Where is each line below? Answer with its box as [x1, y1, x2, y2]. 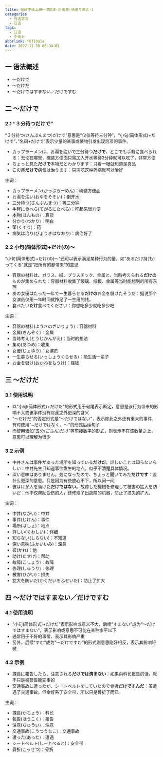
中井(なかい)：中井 [12, 511, 50, 517]
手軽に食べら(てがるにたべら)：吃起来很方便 [12, 206, 101, 212]
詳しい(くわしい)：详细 [12, 529, 58, 535]
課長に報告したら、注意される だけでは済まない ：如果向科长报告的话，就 [12, 671, 157, 677]
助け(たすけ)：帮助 [12, 553, 50, 559]
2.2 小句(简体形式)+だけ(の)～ [5, 244, 75, 251]
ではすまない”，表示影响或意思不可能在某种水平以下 [12, 627, 117, 633]
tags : [5, 25, 16, 30]
